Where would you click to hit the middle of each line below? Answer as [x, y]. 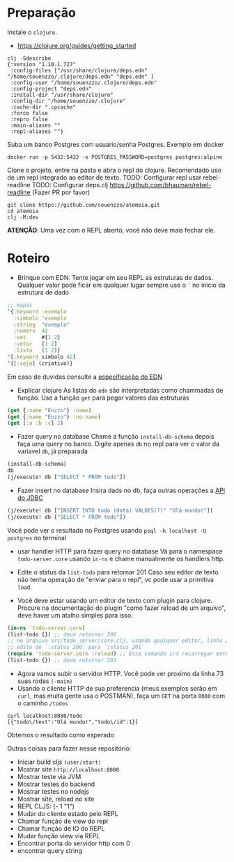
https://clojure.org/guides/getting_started [77, 45]
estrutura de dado [43, 292]
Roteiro [29, 258]
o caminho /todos [42, 703]
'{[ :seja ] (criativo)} [40, 363]
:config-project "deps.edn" [51, 88]
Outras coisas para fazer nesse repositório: [69, 748]
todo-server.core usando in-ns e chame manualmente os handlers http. [121, 558]
